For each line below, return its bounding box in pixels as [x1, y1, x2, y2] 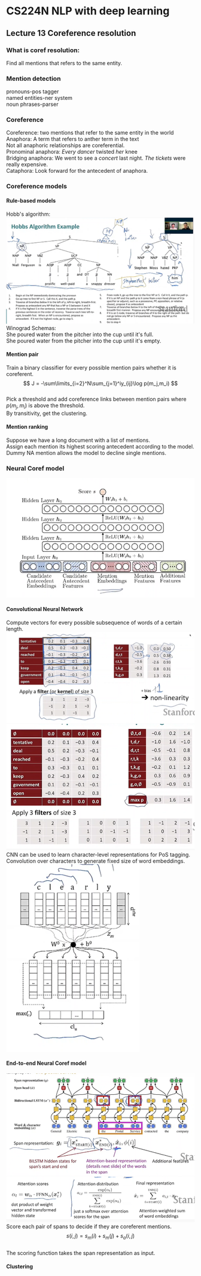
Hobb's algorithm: [6, 210, 51, 218]
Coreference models [6, 182, 68, 191]
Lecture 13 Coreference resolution [6, 28, 136, 38]
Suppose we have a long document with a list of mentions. [6, 436, 151, 444]
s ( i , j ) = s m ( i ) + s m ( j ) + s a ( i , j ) [66, 1232, 135, 1241]
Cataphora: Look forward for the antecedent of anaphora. [6, 167, 148, 175]
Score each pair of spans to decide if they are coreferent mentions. [6, 1223, 172, 1230]
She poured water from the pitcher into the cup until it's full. [6, 331, 154, 338]
